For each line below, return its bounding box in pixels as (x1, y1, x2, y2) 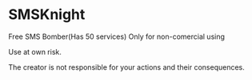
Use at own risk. (8, 47, 62, 56)
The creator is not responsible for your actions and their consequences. (8, 62, 246, 72)
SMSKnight (8, 6, 86, 24)
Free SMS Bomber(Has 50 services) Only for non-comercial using (8, 32, 226, 41)
